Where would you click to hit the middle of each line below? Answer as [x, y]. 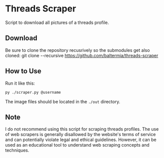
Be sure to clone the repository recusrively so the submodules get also [78, 50]
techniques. [17, 151]
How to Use [23, 71]
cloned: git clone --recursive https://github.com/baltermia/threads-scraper [82, 55]
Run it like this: [20, 83]
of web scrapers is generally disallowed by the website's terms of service [81, 135]
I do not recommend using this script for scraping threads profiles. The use [82, 129]
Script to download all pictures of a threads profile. [57, 22]
